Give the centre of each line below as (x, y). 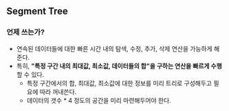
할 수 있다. (30, 74)
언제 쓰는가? (26, 32)
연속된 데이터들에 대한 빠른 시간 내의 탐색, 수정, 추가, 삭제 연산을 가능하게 (114, 48)
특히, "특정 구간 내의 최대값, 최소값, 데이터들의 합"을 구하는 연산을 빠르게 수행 (119, 65)
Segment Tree (37, 11)
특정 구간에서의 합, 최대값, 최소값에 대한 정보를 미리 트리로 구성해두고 (119, 83)
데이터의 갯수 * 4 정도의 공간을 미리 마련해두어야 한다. (99, 100)
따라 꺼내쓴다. (58, 92)
